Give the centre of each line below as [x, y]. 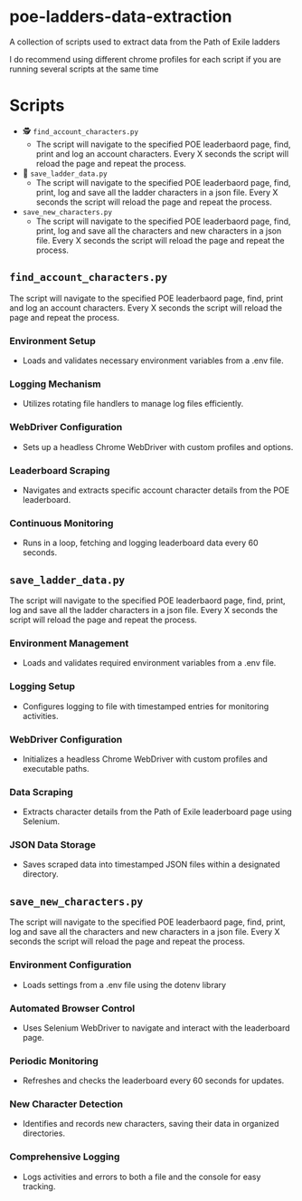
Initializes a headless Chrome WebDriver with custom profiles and [145, 759]
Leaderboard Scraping [60, 470]
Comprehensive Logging [65, 1157]
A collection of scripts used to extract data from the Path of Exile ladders [145, 42]
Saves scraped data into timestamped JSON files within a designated [151, 865]
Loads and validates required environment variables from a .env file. [149, 663]
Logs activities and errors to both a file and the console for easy [142, 1177]
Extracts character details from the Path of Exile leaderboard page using [157, 812]
